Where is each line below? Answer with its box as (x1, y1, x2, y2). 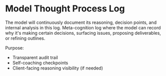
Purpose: (5, 45, 24, 51)
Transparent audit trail (12, 54, 58, 60)
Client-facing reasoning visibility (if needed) (12, 65, 103, 71)
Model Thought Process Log (5, 3, 125, 14)
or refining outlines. (5, 35, 45, 41)
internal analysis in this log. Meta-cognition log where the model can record (5, 24, 161, 30)
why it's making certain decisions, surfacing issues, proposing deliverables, (5, 30, 161, 36)
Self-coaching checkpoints (12, 60, 68, 66)
